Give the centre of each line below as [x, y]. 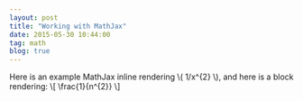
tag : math [28, 43]
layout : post [34, 18]
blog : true [30, 51]
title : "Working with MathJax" [68, 26]
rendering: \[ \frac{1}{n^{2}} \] [65, 87]
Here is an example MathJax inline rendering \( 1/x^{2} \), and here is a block [151, 77]
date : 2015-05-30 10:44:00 [60, 34]
